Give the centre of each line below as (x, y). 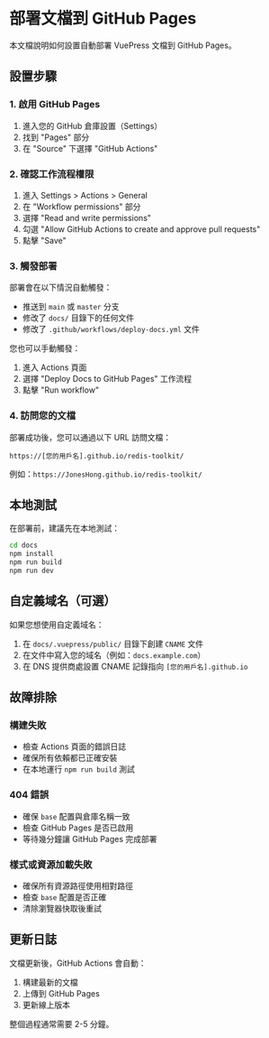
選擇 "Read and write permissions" (86, 218)
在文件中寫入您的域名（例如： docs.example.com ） (114, 654)
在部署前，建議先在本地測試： (64, 528)
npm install (31, 554)
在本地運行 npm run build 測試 (78, 769)
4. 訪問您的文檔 (43, 416)
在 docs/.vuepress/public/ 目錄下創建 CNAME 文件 (113, 644)
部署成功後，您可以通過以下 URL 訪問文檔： (90, 437)
